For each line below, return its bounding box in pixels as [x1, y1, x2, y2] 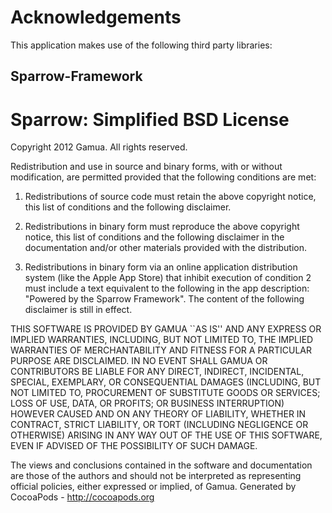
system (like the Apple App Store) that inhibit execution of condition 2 [24, 272, 312, 284]
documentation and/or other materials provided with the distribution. [24, 242, 307, 254]
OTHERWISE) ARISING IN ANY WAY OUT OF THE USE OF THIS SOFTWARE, [10, 429, 323, 441]
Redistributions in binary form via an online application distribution [24, 261, 298, 273]
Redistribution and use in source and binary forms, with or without [10, 161, 283, 173]
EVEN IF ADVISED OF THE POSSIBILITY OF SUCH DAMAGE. [10, 440, 258, 452]
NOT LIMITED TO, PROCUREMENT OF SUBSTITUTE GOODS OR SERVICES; [10, 387, 321, 399]
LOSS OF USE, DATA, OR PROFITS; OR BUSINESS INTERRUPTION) [10, 397, 285, 410]
